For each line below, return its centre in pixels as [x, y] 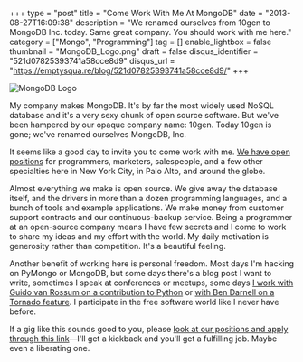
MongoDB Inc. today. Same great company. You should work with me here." [151, 32]
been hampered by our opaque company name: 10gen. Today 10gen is [141, 125]
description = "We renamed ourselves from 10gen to [173, 23]
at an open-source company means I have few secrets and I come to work [148, 227]
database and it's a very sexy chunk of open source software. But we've [144, 115]
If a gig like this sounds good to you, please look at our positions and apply [149, 329]
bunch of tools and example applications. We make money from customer [147, 208]
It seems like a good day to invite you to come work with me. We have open [150, 152]
